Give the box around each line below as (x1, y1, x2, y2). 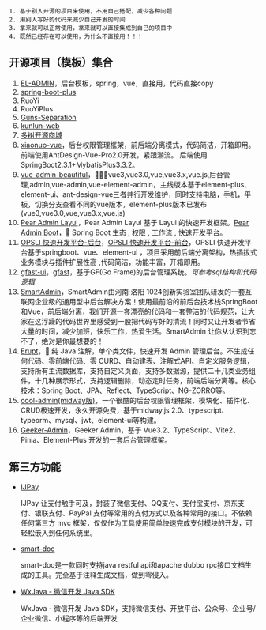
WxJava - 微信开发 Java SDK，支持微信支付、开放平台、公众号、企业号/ (20, 603, 256, 613)
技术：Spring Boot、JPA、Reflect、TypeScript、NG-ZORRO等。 (20, 386, 230, 395)
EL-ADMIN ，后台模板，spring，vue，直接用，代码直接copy (20, 78, 214, 88)
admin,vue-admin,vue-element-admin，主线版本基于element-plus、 (29, 179, 252, 189)
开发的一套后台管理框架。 (88, 435, 172, 444)
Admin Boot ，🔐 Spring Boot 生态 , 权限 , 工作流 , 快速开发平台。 (20, 228, 227, 237)
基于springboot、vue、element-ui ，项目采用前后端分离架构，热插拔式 (27, 247, 257, 257)
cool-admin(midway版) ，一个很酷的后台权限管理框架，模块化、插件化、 (20, 395, 255, 405)
